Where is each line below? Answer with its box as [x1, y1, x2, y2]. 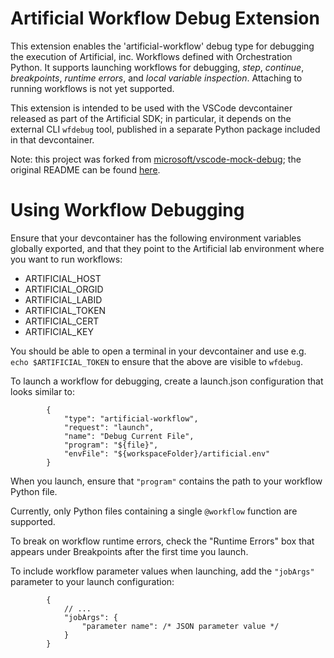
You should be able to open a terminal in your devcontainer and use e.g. [10, 345, 307, 357]
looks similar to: [10, 385, 75, 397]
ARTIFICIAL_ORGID [24, 283, 104, 295]
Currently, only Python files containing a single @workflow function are [10, 505, 298, 517]
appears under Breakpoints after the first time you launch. [10, 545, 249, 557]
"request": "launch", [63, 422, 155, 432]
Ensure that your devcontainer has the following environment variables [10, 232, 302, 244]
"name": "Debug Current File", [63, 431, 195, 441]
